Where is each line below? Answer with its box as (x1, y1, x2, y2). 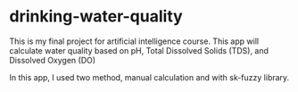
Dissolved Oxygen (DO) (9, 54, 96, 65)
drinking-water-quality (9, 6, 183, 27)
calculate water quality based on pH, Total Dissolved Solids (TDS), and (9, 45, 269, 55)
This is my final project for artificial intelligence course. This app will (9, 36, 260, 46)
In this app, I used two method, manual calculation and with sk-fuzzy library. (9, 71, 290, 82)
